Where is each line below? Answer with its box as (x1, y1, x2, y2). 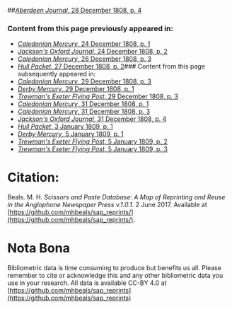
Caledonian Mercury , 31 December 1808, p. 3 (17, 107, 151, 116)
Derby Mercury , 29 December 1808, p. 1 (17, 85, 134, 93)
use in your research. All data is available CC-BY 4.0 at (7, 279, 167, 287)
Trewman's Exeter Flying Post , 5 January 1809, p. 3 (17, 145, 168, 153)
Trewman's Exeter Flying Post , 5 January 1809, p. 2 (17, 137, 168, 146)
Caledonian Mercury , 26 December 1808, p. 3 (17, 54, 152, 63)
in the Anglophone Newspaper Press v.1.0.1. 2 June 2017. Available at (7, 201, 207, 209)
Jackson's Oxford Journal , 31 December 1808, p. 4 (17, 115, 167, 123)
